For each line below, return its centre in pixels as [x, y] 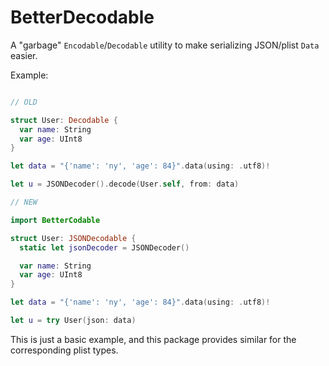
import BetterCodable [55, 220]
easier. [24, 55]
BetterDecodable [82, 17]
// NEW [24, 202]
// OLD [24, 102]
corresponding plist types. [64, 350]
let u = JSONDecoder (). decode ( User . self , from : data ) [125, 184]
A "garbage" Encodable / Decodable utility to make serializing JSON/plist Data [165, 45]
